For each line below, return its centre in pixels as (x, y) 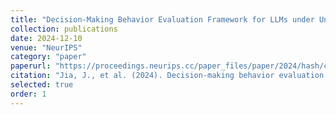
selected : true (42, 85)
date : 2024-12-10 (46, 38)
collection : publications (64, 29)
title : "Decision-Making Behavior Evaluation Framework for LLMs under (162, 19)
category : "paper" (48, 57)
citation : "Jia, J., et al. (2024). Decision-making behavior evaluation (167, 76)
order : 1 (28, 94)
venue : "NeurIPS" (46, 47)
